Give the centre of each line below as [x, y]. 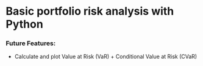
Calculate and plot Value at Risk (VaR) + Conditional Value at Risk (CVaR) [106, 57]
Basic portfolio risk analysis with [90, 11]
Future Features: [31, 43]
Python [24, 24]
